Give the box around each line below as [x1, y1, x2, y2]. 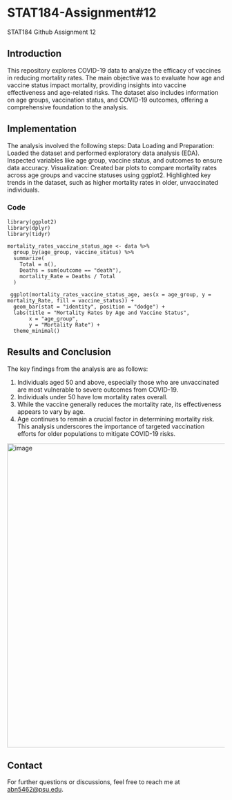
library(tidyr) [7, 230, 51, 237]
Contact [7, 760, 43, 772]
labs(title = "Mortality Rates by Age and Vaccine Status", [13, 309, 190, 316]
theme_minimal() [13, 327, 60, 334]
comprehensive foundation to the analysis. [7, 102, 128, 111]
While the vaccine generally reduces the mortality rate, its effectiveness [17, 400, 222, 408]
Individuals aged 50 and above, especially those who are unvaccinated [17, 378, 220, 386]
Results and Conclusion [7, 346, 112, 358]
